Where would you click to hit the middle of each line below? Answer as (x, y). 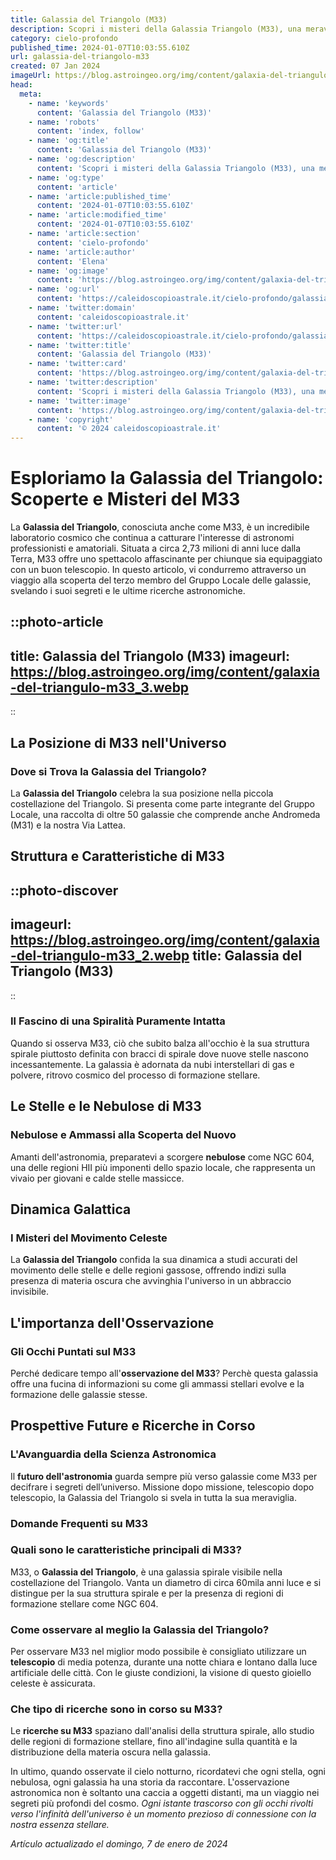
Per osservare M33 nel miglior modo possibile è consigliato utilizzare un (158, 1652)
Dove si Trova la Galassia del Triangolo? (109, 771)
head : (21, 85)
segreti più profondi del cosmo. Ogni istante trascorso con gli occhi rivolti (162, 1803)
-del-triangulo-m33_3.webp (100, 687)
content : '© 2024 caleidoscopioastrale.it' (129, 429)
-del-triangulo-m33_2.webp (100, 956)
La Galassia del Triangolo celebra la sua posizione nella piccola (142, 793)
